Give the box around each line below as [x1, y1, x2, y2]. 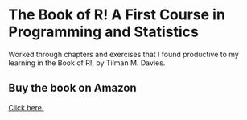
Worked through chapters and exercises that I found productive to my [8, 49, 239, 59]
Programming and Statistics [8, 23, 199, 41]
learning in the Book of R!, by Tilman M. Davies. [8, 58, 166, 68]
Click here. [8, 102, 44, 112]
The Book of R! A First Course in [8, 6, 225, 24]
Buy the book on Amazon [8, 81, 137, 95]
